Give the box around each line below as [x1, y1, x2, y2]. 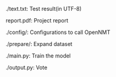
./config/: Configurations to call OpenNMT [5, 28, 111, 36]
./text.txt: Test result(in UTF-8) [5, 5, 82, 12]
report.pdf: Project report [5, 17, 69, 24]
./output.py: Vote [5, 64, 48, 71]
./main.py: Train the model [5, 52, 71, 59]
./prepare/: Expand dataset [5, 41, 73, 47]
